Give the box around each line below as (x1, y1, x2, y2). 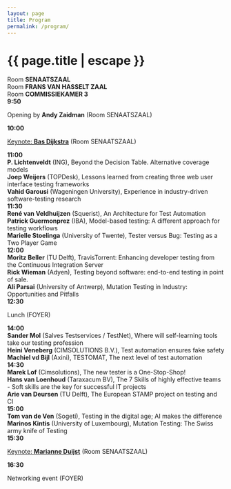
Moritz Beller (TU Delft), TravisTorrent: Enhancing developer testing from (7, 253, 215, 262)
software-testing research (7, 194, 81, 203)
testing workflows (7, 224, 59, 232)
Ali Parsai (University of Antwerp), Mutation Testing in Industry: (7, 283, 188, 291)
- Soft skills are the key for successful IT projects (7, 383, 147, 391)
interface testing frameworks (7, 180, 90, 188)
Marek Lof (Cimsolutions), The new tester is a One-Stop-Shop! (7, 368, 186, 377)
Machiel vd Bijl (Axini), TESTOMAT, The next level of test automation (7, 353, 203, 362)
